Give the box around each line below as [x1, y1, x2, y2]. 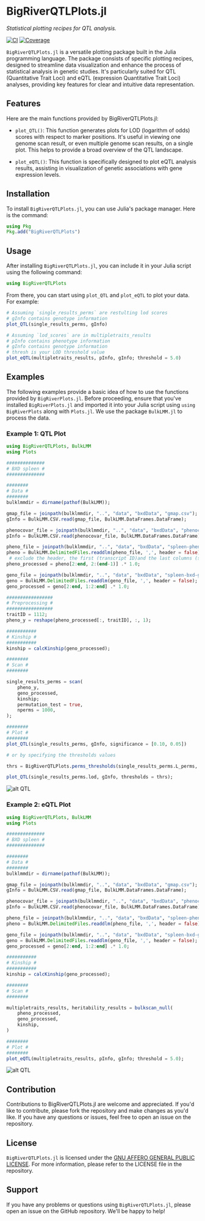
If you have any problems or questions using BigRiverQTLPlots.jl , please [6, 1201, 191, 1208]
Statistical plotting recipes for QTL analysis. [6, 24, 117, 32]
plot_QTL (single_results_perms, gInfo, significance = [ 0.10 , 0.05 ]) [6, 741, 187, 747]
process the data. [6, 414, 51, 421]
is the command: [6, 211, 49, 218]
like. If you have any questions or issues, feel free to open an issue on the [6, 1113, 191, 1121]
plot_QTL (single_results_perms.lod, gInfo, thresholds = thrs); [6, 774, 173, 781]
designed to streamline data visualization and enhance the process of [6, 61, 182, 69]
